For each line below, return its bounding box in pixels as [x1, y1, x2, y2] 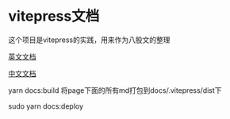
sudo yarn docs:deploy [8, 101, 84, 111]
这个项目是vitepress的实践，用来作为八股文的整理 [8, 35, 171, 44]
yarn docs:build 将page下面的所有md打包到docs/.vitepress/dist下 [8, 85, 222, 95]
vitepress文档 [8, 7, 100, 25]
